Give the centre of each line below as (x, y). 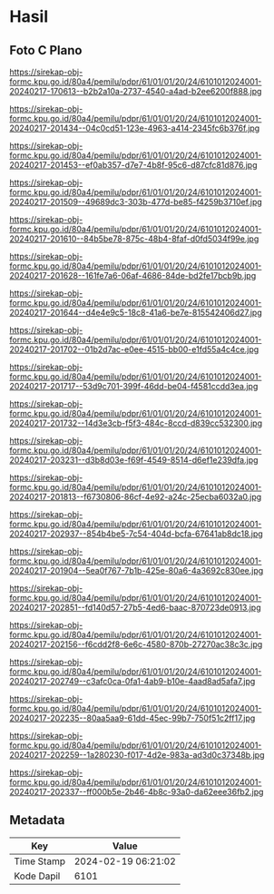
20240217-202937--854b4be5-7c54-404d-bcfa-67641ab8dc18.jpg (136, 534)
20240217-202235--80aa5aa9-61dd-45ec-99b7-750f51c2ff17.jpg (132, 718)
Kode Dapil (37, 876)
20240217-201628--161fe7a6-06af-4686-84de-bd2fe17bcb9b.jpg (133, 275)
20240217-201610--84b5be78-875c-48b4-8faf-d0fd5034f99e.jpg (134, 239)
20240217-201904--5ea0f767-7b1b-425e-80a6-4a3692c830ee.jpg (137, 570)
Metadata (37, 820)
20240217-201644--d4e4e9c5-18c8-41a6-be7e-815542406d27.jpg (136, 312)
